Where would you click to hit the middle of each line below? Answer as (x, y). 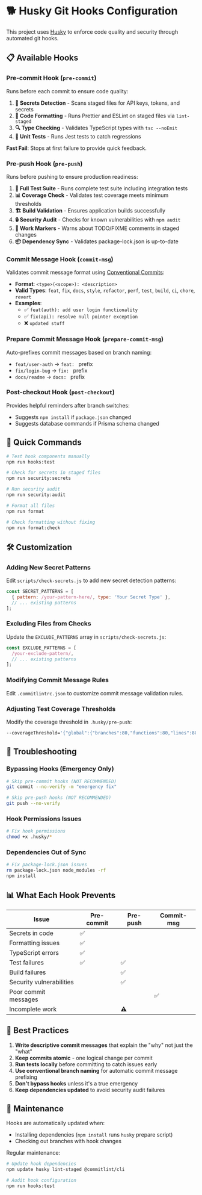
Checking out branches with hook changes (68, 1141)
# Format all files (31, 506)
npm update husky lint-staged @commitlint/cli (66, 1170)
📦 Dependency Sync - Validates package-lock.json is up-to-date (96, 241)
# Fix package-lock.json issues (47, 865)
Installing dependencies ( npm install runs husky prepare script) (94, 1135)
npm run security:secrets (38, 479)
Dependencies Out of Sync (46, 852)
